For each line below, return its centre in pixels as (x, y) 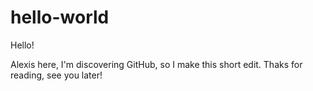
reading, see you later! (56, 75)
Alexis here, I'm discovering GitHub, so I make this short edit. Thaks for (156, 64)
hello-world (60, 17)
